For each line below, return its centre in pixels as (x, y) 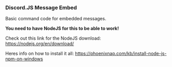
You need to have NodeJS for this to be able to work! (62, 28)
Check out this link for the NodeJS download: (53, 38)
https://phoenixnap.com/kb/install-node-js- (121, 54)
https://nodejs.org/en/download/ (40, 44)
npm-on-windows (24, 59)
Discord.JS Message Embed (41, 8)
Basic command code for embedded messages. (56, 19)
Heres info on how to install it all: (40, 54)
